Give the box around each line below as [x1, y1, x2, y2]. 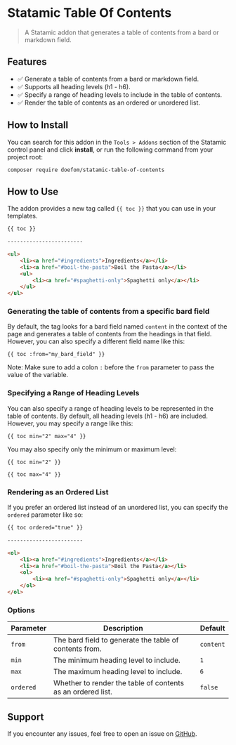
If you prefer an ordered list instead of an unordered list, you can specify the [7, 503, 228, 512]
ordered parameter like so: [7, 510, 84, 519]
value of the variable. [7, 371, 69, 379]
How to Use [7, 185, 59, 197]
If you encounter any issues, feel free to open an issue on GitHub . [7, 730, 197, 738]
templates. [7, 212, 38, 220]
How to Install [7, 119, 69, 131]
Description [103, 624, 144, 633]
